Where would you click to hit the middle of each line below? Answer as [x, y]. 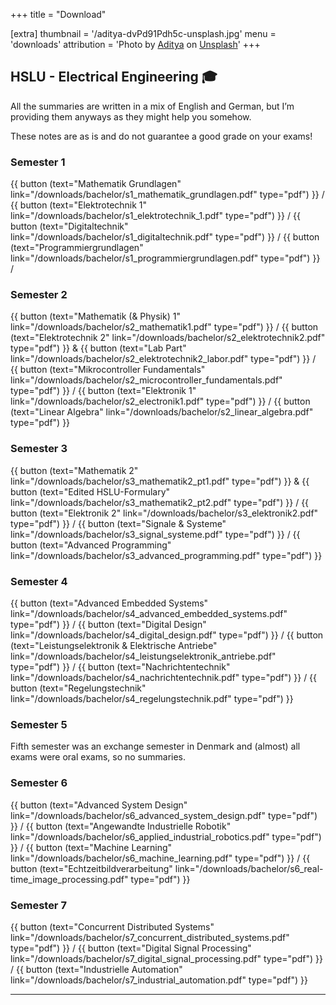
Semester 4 [39, 581]
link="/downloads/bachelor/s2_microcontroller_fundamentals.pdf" [146, 380]
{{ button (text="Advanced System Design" [99, 805]
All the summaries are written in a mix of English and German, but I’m [152, 106]
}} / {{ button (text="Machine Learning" [91, 847]
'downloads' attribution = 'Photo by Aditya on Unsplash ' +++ [135, 44]
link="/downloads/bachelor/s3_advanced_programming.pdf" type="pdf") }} [166, 555]
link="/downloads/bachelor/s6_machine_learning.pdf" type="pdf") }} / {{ [160, 858]
